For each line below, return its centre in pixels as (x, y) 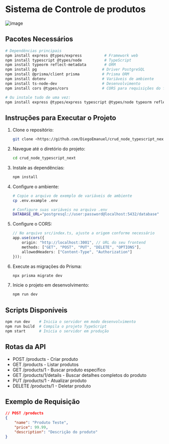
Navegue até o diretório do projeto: (49, 149)
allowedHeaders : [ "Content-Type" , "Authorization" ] (77, 252)
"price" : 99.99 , (31, 427)
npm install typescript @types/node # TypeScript (68, 60)
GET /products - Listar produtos (46, 364)
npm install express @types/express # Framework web (72, 55)
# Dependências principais (33, 51)
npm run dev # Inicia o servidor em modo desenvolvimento (71, 322)
